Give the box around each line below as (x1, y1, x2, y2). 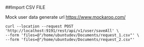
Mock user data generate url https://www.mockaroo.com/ (5, 14, 126, 20)
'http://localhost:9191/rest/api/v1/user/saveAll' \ (5, 28, 119, 33)
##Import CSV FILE (5, 5, 46, 10)
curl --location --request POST (5, 24, 74, 29)
